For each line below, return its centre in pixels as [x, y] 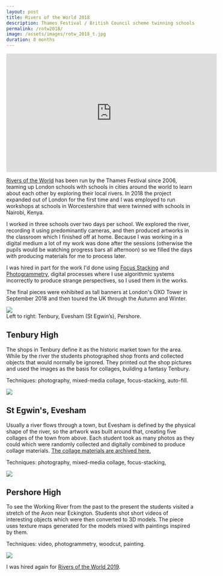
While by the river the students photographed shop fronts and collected [95, 356]
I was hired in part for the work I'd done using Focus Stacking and [88, 268]
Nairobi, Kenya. [25, 212]
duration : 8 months [31, 40]
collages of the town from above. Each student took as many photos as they [100, 438]
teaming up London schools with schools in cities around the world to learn [99, 187]
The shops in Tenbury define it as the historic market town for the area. [94, 349]
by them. [17, 532]
